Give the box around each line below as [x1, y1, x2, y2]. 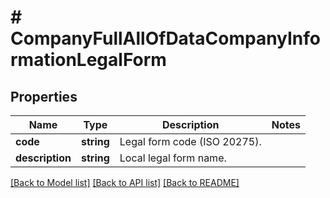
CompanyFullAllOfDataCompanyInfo [10, 27, 322, 50]
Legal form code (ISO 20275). [119, 135, 262, 148]
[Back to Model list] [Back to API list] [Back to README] [10, 177, 240, 188]
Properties [10, 88, 78, 105]
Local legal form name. [119, 151, 227, 165]
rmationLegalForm [10, 49, 167, 71]
